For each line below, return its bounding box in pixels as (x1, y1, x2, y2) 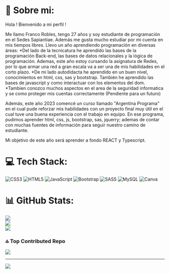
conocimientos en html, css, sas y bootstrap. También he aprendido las (5, 74, 154, 80)
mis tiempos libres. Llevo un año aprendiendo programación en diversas (5, 42, 156, 48)
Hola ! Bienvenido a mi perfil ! (5, 21, 67, 27)
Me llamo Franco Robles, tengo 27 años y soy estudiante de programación (5, 31, 160, 37)
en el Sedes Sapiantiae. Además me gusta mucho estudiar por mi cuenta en (5, 37, 163, 43)
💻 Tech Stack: (5, 156, 68, 167)
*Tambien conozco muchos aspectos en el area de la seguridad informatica (5, 85, 163, 91)
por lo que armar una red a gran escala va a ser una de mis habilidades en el (5, 63, 165, 70)
